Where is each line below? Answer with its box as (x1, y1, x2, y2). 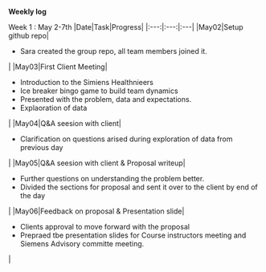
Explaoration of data (19, 104, 88, 112)
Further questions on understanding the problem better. (19, 174, 205, 183)
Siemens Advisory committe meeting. (19, 239, 145, 248)
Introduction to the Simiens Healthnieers (19, 78, 154, 87)
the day (19, 191, 46, 200)
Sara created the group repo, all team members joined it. (19, 47, 207, 55)
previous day (19, 143, 63, 152)
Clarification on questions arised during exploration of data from (19, 134, 233, 144)
